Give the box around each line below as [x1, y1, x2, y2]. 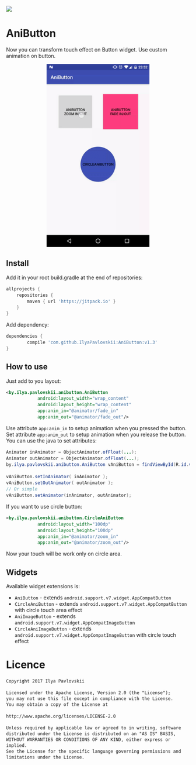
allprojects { [6, 286, 41, 292]
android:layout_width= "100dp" [37, 521, 111, 527]
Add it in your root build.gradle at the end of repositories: [6, 274, 143, 281]
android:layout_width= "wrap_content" [37, 396, 129, 402]
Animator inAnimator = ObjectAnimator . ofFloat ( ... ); [6, 449, 137, 455]
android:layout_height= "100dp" [37, 527, 114, 533]
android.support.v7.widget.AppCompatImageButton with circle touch [14, 632, 176, 639]
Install [6, 258, 29, 269]
